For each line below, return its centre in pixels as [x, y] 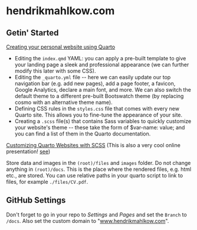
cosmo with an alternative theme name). [64, 102]
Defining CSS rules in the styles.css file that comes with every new [97, 108]
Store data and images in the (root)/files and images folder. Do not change [98, 163]
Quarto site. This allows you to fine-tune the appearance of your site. [98, 115]
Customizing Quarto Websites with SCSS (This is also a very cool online [93, 145]
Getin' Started [32, 33]
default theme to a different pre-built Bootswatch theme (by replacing [99, 96]
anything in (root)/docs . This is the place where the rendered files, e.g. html [99, 169]
